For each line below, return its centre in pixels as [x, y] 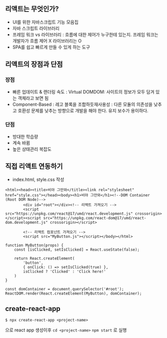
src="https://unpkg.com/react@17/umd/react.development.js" [69, 214]
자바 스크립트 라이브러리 [36, 28]
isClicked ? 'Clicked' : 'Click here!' [65, 271]
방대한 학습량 [25, 136]
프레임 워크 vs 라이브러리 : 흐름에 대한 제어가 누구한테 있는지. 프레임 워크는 [85, 35]
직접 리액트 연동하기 [34, 166]
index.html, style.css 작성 [38, 179]
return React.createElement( [44, 258]
